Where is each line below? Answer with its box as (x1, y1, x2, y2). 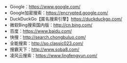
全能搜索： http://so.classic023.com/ (9, 41, 83, 46)
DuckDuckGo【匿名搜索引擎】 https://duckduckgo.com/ (9, 16, 123, 21)
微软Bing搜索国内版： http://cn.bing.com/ (9, 22, 93, 28)
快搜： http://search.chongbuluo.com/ (9, 34, 86, 40)
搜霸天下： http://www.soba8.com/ (9, 46, 79, 52)
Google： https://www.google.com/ (9, 4, 81, 9)
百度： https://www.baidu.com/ (9, 28, 72, 34)
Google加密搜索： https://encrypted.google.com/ (9, 10, 108, 16)
